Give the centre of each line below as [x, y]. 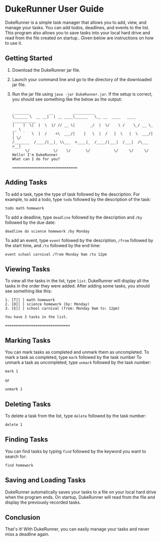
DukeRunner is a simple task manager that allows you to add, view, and [76, 22]
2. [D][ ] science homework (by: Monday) [47, 305]
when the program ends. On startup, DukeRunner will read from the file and [80, 497]
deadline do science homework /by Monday [47, 231]
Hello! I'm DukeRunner [35, 155]
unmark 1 [14, 390]
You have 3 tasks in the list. [37, 317]
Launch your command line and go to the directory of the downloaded [82, 79]
